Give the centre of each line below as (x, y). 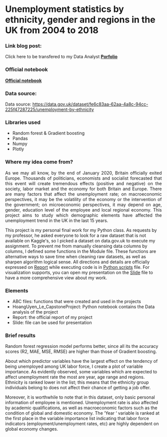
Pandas (20, 138)
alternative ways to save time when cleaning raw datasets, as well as (76, 256)
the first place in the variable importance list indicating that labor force (77, 419)
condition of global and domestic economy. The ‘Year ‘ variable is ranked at (83, 413)
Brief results (20, 335)
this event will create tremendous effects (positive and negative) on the (83, 183)
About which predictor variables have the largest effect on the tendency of (82, 361)
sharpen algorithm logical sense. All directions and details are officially (78, 262)
